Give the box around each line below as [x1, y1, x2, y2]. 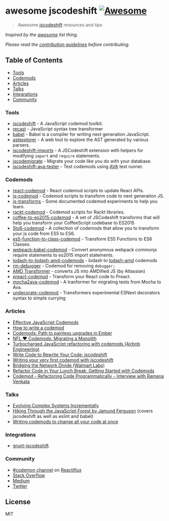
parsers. [12, 142, 30, 148]
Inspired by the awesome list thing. [5, 31, 78, 37]
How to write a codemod [12, 324, 64, 331]
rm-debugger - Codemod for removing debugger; [12, 263, 115, 269]
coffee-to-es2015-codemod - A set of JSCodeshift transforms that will [12, 214, 160, 221]
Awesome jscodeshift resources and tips [17, 22, 103, 28]
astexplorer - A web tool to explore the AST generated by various [12, 137, 149, 143]
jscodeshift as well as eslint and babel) [12, 413, 94, 419]
